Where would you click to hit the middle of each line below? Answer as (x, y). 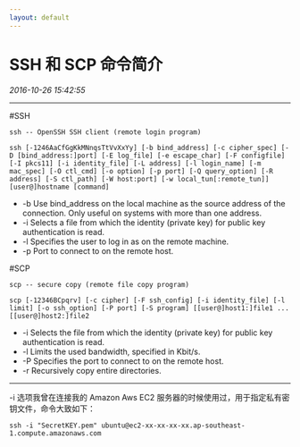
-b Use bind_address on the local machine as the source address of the (154, 203)
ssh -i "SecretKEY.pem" (54, 426)
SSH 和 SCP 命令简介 (86, 64)
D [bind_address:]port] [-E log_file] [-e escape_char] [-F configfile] (147, 156)
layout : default (39, 17)
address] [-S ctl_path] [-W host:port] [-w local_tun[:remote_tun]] (139, 179)
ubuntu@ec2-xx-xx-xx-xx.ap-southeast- (173, 426)
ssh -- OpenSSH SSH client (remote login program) (105, 132)
